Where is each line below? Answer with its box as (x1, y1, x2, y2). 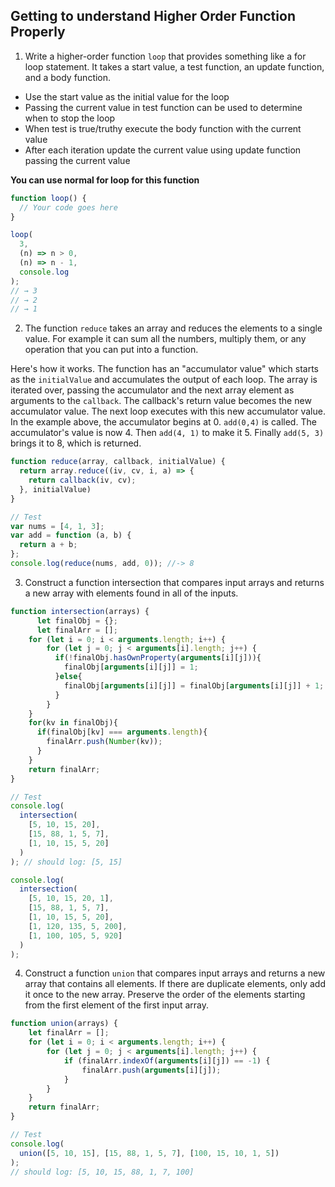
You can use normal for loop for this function (10, 174, 200, 186)
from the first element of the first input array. (24, 999, 210, 1011)
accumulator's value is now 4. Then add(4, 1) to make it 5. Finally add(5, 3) (10, 427, 325, 439)
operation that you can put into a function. (24, 344, 199, 356)
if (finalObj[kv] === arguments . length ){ (36, 727, 208, 738)
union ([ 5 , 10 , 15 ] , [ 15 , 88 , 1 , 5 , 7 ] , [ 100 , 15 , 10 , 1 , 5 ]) (19, 1148, 280, 1158)
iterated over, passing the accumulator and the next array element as (10, 384, 295, 396)
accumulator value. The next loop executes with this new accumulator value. (10, 405, 326, 418)
